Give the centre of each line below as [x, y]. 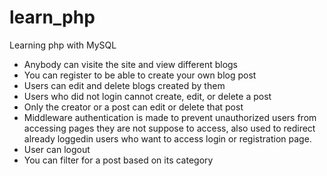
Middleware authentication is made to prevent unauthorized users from [170, 117]
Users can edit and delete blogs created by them [124, 85]
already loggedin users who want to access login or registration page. [167, 138]
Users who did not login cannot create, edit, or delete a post [147, 96]
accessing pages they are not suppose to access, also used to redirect [169, 128]
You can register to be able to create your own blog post [140, 75]
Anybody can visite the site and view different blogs [130, 64]
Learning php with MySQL [63, 45]
